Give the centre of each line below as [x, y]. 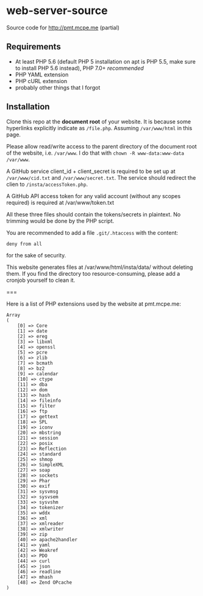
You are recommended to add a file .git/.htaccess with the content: [92, 232]
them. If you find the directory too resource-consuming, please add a [93, 273]
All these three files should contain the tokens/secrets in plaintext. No [94, 214]
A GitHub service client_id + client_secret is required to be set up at [91, 171]
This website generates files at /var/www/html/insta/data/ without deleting [100, 267]
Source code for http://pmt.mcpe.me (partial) [63, 28]
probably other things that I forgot [58, 87]
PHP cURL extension [41, 81]
